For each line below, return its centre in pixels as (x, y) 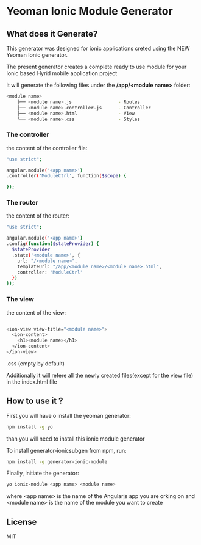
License (22, 521)
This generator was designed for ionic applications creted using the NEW (98, 48)
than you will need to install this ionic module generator (76, 439)
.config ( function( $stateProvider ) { (53, 244)
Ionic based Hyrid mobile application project (62, 73)
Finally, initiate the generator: (43, 473)
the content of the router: (38, 216)
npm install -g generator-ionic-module (57, 462)
